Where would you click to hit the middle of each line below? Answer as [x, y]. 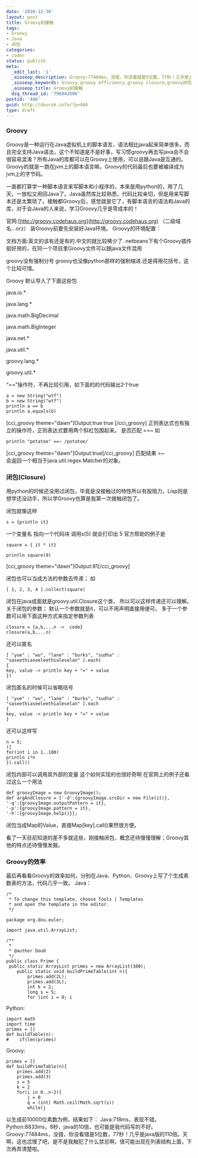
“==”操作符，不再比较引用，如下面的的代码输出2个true [72, 384]
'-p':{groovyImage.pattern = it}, [49, 808]
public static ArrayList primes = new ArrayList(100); [77, 966]
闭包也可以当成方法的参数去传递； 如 [51, 578]
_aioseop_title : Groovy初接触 [47, 88]
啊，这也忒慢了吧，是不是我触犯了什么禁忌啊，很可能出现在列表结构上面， [96, 1141]
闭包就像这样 [22, 511]
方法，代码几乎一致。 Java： [57, 883]
